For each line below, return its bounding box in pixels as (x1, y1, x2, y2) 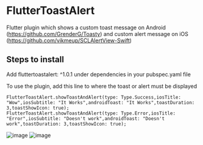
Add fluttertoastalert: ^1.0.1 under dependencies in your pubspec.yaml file (6, 71, 191, 78)
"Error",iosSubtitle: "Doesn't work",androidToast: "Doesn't (6, 115, 165, 122)
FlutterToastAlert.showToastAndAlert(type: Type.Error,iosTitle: (6, 110, 176, 116)
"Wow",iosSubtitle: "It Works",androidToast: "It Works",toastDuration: (6, 99, 195, 105)
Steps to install (6, 54, 64, 65)
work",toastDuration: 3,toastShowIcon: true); (6, 121, 127, 127)
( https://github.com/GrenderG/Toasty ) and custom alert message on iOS (6, 30, 189, 37)
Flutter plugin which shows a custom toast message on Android (6, 24, 166, 31)
